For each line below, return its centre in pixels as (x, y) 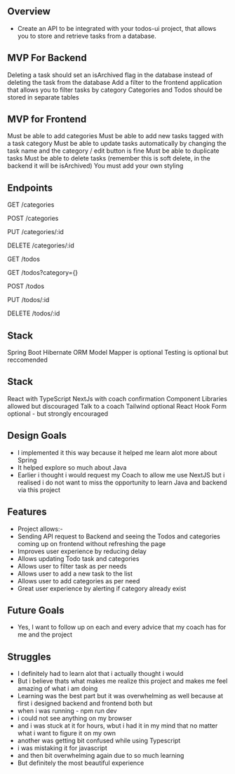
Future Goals (36, 610)
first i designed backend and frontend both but (85, 703)
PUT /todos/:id (28, 300)
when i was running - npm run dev (67, 711)
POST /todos (26, 286)
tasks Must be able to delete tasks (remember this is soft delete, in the (109, 158)
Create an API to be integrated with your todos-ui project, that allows (117, 28)
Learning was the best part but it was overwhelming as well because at (120, 696)
